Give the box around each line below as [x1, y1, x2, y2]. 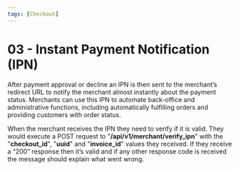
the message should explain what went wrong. [7, 154, 144, 163]
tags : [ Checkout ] [7, 10, 59, 18]
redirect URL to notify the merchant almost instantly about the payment [7, 87, 216, 96]
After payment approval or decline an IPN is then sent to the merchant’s [7, 80, 218, 89]
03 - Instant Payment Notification [7, 41, 210, 57]
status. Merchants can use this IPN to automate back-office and [7, 95, 195, 104]
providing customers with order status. [7, 110, 121, 119]
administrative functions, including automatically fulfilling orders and [7, 103, 208, 111]
